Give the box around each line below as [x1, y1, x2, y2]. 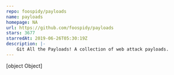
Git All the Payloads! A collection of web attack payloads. [16, 47, 169, 52]
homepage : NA [6, 19, 38, 25]
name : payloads [6, 14, 43, 20]
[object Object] [6, 62, 43, 69]
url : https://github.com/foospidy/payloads [6, 24, 114, 31]
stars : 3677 [6, 30, 35, 36]
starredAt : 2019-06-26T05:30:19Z [6, 35, 88, 41]
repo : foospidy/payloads [6, 8, 67, 15]
